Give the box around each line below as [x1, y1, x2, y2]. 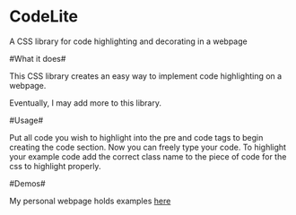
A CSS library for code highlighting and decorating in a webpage [9, 36, 248, 47]
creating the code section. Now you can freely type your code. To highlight [9, 142, 287, 152]
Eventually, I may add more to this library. [9, 97, 162, 108]
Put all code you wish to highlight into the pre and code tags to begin [9, 132, 264, 142]
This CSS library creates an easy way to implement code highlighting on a [9, 70, 283, 82]
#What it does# [9, 53, 66, 64]
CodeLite [9, 6, 79, 27]
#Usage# [9, 115, 44, 125]
